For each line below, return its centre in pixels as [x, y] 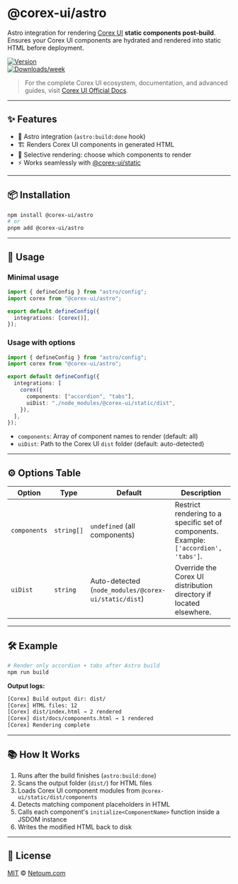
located [187, 603]
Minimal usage [33, 277]
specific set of [198, 523]
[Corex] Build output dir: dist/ [57, 699]
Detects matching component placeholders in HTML [94, 804]
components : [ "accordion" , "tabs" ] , [80, 396]
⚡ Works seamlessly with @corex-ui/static [79, 162]
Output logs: [26, 685]
